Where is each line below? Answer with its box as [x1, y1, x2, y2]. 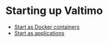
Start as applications [14, 29, 65, 36]
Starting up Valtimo [5, 4, 103, 17]
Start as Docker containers [14, 23, 80, 30]
